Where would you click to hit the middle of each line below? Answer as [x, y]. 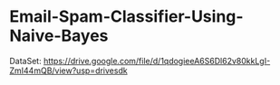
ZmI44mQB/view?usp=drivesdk [69, 71]
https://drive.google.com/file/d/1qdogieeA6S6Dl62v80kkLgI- [157, 61]
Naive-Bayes [59, 36]
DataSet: [26, 61]
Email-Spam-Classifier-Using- [126, 17]
